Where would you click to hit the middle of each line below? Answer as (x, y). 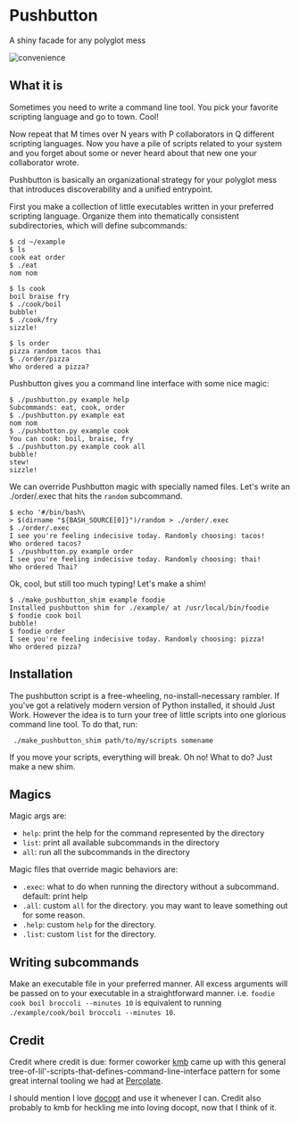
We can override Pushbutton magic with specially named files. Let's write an (149, 486)
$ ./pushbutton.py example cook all (77, 446)
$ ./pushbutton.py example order (71, 551)
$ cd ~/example (37, 242)
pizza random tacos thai (55, 351)
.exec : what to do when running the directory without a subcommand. (150, 887)
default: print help (55, 896)
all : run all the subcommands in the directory (106, 852)
